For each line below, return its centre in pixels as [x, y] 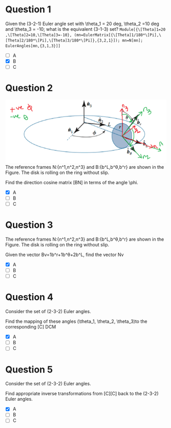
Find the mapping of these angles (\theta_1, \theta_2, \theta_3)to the [76, 321]
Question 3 [29, 225]
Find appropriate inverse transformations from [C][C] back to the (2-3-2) [82, 394]
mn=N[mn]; [133, 40]
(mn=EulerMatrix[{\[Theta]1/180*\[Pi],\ [117, 35]
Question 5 [29, 369]
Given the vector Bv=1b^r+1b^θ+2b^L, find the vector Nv [65, 255]
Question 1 [28, 9]
